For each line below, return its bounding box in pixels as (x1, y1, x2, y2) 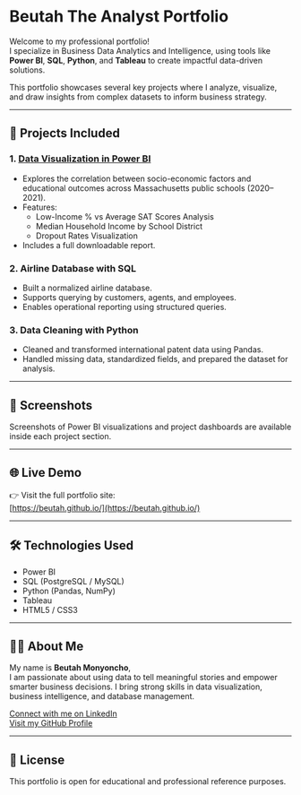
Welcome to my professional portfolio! (9, 36, 150, 47)
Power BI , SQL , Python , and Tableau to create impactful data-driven (9, 55, 262, 65)
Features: (21, 202, 58, 212)
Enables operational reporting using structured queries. (21, 301, 227, 312)
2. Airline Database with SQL (9, 262, 137, 274)
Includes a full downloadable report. (21, 239, 156, 250)
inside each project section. (9, 431, 112, 442)
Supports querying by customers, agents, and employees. (21, 291, 237, 302)
